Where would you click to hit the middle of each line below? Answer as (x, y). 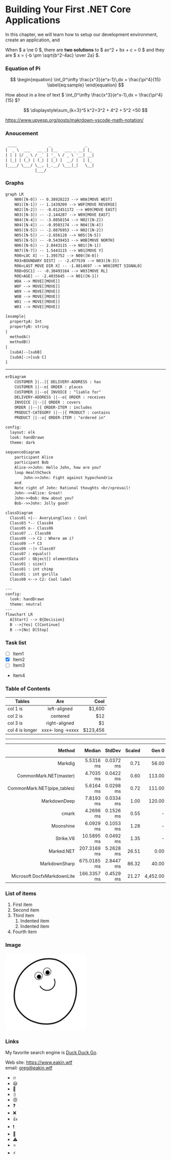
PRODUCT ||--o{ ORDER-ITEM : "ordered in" (60, 418)
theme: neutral (26, 604)
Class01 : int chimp (32, 569)
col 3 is (15, 723)
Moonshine (63, 826)
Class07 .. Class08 (31, 533)
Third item (23, 916)
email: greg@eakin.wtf (29, 1068)
